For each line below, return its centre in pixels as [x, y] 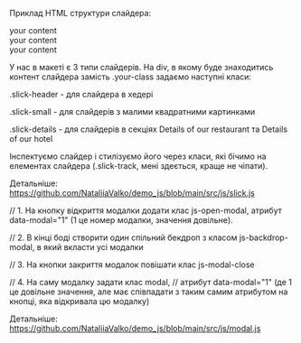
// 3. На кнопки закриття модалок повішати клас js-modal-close [132, 264]
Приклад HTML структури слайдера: [80, 13]
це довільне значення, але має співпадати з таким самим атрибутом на [149, 292]
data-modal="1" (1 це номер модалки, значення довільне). [121, 220]
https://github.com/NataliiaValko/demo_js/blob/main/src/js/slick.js [132, 193]
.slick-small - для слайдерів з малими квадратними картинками [132, 111]
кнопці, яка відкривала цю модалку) [80, 301]
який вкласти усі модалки [94, 247]
